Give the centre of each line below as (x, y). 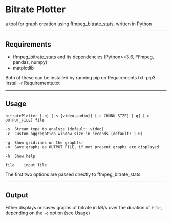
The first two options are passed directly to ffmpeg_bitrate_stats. (73, 174)
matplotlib (23, 68)
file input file (26, 165)
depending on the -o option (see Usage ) (48, 213)
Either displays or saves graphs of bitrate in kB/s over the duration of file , (84, 208)
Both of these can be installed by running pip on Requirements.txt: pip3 (80, 77)
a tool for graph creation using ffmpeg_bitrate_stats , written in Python (79, 24)
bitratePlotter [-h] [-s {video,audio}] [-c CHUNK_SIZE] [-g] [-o (78, 116)
